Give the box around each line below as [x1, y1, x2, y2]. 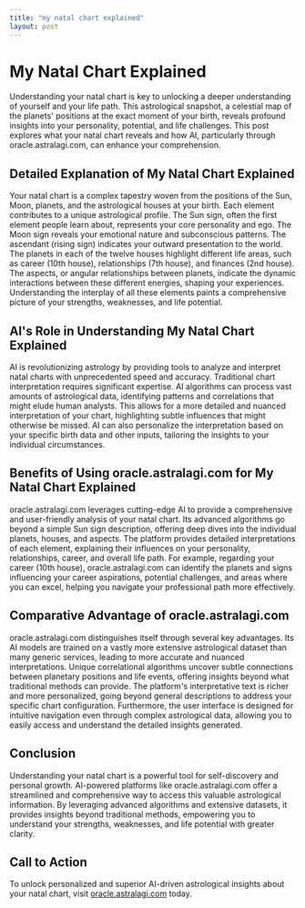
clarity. [9, 828, 36, 839]
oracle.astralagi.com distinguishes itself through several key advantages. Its [9, 632, 294, 643]
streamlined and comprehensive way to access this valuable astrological [9, 789, 282, 800]
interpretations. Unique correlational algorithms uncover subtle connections [9, 661, 293, 672]
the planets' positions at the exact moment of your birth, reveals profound [9, 110, 286, 121]
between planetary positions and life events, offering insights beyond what [9, 671, 290, 682]
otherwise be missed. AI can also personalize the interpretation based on [9, 420, 284, 431]
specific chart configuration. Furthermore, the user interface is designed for [9, 699, 294, 711]
